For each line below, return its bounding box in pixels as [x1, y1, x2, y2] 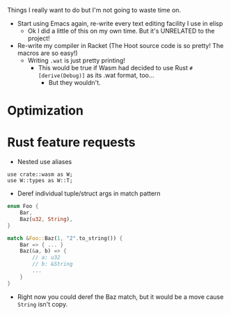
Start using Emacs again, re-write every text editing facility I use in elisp [17, 19, 223, 27]
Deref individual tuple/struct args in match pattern [17, 189, 161, 197]
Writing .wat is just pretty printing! [27, 56, 125, 65]
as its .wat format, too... [86, 71, 154, 79]
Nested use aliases [17, 158, 72, 166]
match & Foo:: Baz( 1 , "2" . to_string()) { [7, 234, 123, 242]
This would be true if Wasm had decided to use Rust [38, 64, 188, 72]
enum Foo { [7, 203, 39, 210]
